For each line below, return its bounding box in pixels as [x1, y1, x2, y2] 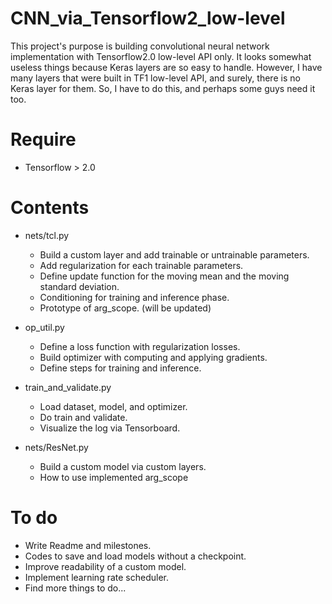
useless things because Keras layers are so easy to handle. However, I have [10, 61, 323, 73]
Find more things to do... [24, 582, 127, 594]
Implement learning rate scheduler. [24, 571, 169, 583]
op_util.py [24, 321, 65, 333]
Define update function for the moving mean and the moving [39, 270, 290, 282]
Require [10, 128, 77, 151]
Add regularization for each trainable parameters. [39, 259, 244, 271]
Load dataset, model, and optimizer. [39, 400, 188, 412]
